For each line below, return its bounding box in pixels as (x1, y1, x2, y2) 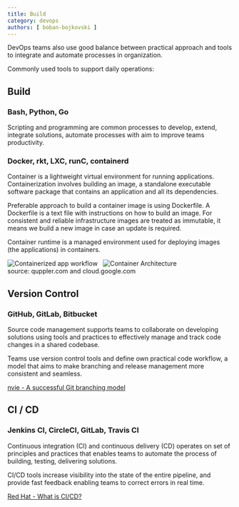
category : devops (7, 17, 59, 24)
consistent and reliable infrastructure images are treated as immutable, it (7, 216, 221, 225)
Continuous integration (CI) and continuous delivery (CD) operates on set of (7, 441, 230, 450)
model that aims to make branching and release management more (7, 362, 205, 371)
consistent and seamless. (7, 369, 83, 378)
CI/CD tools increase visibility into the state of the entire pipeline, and (7, 471, 211, 479)
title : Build (7, 10, 46, 18)
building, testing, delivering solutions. (7, 456, 118, 465)
